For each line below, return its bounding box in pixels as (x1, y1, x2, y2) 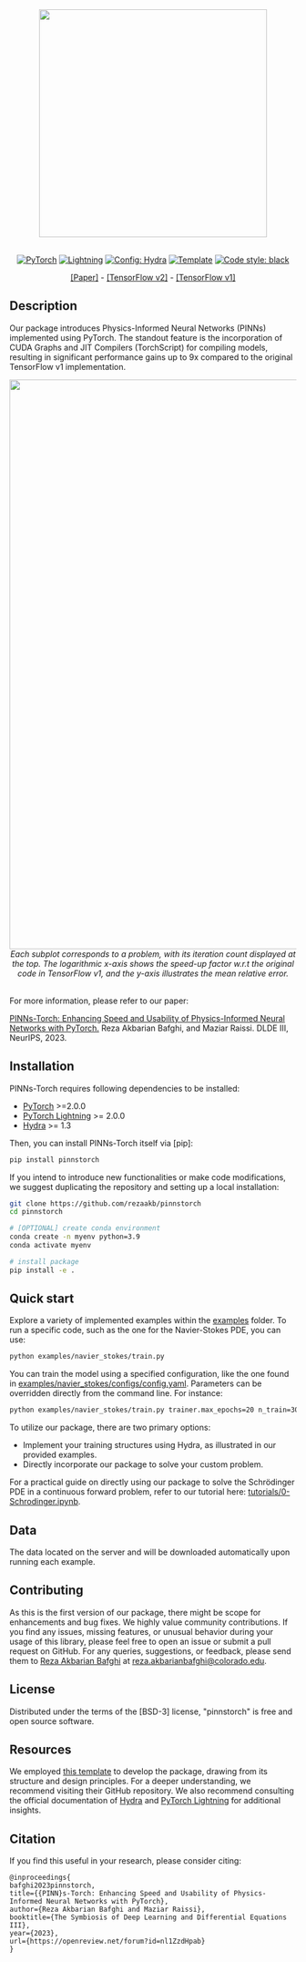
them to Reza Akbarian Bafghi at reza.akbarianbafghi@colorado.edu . (9, 1655, 267, 1666)
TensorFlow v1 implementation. (9, 361, 126, 372)
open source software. (9, 1715, 95, 1726)
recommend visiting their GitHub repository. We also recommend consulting (9, 1785, 294, 1796)
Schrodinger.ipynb (9, 1496, 79, 1507)
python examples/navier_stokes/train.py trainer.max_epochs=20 (9, 1405, 255, 1415)
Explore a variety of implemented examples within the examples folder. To (9, 1315, 287, 1326)
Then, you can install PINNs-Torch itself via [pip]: (9, 1137, 194, 1148)
